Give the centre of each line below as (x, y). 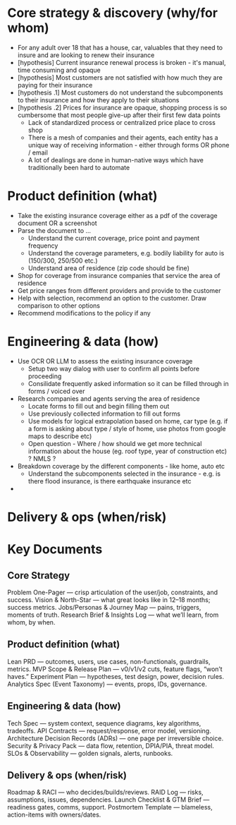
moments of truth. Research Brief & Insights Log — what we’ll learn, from (113, 615)
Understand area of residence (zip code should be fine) (109, 268)
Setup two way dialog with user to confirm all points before (113, 368)
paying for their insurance (55, 85)
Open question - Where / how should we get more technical (115, 443)
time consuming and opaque (59, 70)
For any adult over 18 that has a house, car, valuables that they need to (120, 47)
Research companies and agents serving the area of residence (108, 398)
